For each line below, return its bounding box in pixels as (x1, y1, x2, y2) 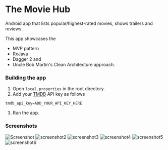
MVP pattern (12, 45, 39, 51)
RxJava (12, 51, 28, 57)
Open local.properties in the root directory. (12, 86, 105, 92)
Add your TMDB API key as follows (12, 91, 85, 97)
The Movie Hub (5, 4, 71, 15)
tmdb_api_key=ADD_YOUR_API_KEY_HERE (5, 101, 82, 106)
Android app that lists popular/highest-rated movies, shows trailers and (5, 20, 153, 26)
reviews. (5, 25, 23, 31)
